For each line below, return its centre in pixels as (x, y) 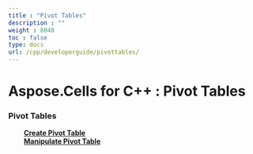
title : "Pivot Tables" (47, 15)
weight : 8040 (32, 30)
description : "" (37, 23)
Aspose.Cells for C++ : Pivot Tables (127, 91)
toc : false (28, 38)
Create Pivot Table (54, 133)
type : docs (26, 45)
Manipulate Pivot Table (62, 141)
